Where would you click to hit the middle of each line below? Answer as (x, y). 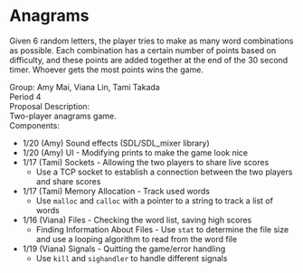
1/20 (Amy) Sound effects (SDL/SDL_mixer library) (116, 143)
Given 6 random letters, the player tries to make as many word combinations (151, 41)
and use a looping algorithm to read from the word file (137, 239)
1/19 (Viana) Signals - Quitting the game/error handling (124, 249)
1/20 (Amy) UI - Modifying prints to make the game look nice (135, 152)
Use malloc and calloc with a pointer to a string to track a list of (155, 201)
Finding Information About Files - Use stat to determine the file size (162, 229)
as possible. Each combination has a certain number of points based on (143, 50)
